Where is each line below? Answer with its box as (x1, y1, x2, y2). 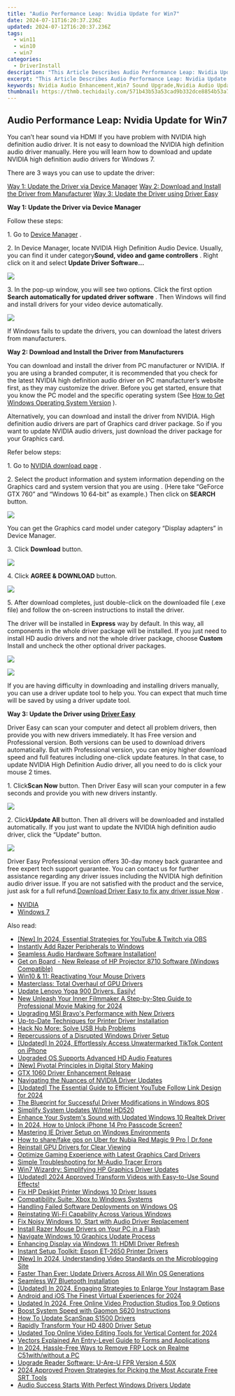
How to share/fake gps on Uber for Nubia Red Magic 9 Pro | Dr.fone (17, 1135, 213, 1144)
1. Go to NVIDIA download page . (7, 461, 101, 469)
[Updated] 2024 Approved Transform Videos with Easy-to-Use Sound (17, 1172, 219, 1181)
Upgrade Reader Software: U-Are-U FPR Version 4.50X (17, 1358, 177, 1367)
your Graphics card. (7, 434, 65, 443)
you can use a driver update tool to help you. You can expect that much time (7, 688, 227, 697)
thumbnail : (7, 88, 39, 95)
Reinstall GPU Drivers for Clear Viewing (17, 1143, 131, 1151)
